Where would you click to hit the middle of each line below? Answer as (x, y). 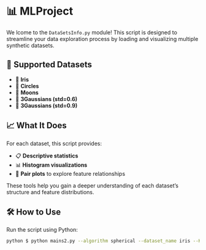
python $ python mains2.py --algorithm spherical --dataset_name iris (98, 241)
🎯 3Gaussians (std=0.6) (46, 99)
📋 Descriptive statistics (47, 156)
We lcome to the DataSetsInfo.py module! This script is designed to (92, 32)
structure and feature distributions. (50, 192)
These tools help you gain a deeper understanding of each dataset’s (93, 185)
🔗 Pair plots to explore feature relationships (70, 173)
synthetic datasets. (30, 45)
